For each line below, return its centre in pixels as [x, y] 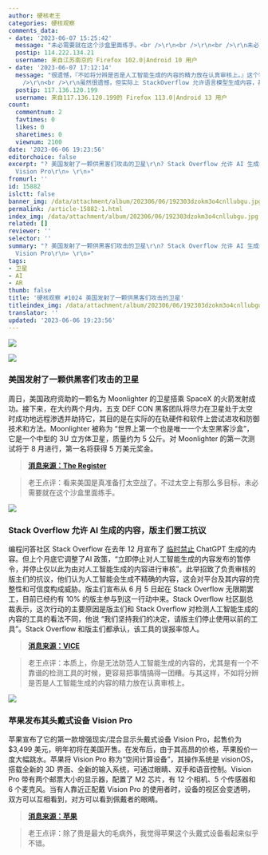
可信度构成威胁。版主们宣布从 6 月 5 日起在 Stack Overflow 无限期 [138, 589]
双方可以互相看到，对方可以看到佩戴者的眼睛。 [85, 799]
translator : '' [33, 312]
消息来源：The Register [67, 465]
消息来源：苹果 [52, 817]
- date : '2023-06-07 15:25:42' [60, 38]
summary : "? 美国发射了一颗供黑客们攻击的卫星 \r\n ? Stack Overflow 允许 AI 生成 [134, 246]
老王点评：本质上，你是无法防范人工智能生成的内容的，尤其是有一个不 [143, 663]
